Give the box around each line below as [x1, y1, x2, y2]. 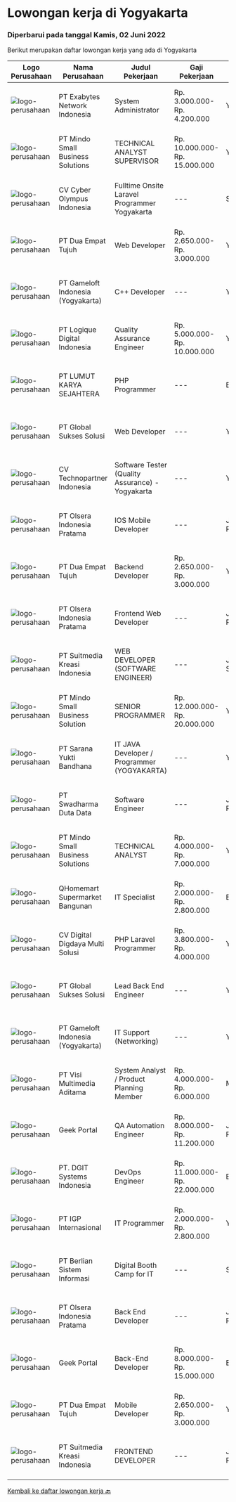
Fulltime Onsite [114, 181, 164, 190]
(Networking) [114, 1037, 159, 1047]
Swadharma [58, 799, 98, 809]
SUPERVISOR [114, 156, 159, 166]
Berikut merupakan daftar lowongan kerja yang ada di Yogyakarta [7, 46, 197, 54]
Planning [114, 1083, 144, 1093]
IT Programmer [114, 1218, 164, 1228]
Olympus [58, 194, 88, 204]
